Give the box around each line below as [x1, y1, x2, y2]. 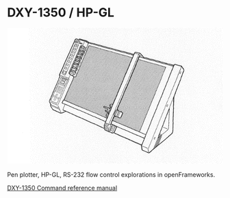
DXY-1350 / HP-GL [7, 5, 115, 21]
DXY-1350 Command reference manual [7, 184, 118, 192]
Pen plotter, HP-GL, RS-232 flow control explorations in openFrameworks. [7, 170, 216, 179]
